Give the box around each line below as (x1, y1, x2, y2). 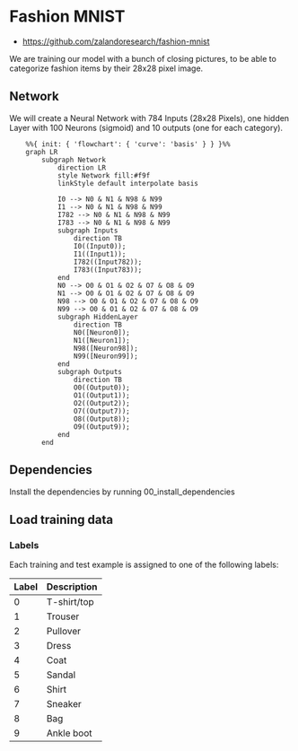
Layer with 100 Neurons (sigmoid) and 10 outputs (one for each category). (9, 122, 284, 133)
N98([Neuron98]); (73, 344, 139, 353)
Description (46, 581, 98, 593)
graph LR (25, 147, 58, 156)
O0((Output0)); (73, 383, 130, 392)
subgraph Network (41, 155, 106, 164)
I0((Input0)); (73, 241, 127, 250)
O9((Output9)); (73, 422, 130, 432)
